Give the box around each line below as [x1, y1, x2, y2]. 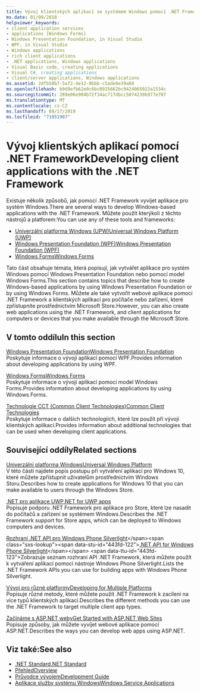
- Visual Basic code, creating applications [6, 64, 118, 70]
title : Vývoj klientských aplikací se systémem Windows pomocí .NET [6, 8, 180, 15]
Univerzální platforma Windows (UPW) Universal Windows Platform [14, 227, 179, 235]
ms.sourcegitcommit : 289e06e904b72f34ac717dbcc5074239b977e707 [6, 92, 167, 98]
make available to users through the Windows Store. [6, 486, 135, 493]
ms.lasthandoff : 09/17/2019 [6, 108, 76, 114]
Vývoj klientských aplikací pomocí [6, 139, 179, 153]
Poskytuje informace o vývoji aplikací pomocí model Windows [6, 378, 158, 386]
